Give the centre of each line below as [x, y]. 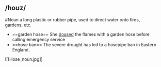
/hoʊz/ [16, 8]
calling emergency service [39, 39]
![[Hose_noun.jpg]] [24, 59]
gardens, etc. [18, 25]
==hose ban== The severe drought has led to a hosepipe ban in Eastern [84, 44]
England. [21, 50]
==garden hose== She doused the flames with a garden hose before [81, 34]
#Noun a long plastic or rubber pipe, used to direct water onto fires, [72, 19]
